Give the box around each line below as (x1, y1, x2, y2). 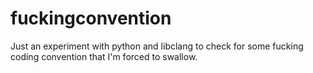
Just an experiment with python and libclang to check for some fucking (10, 40, 304, 52)
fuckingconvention (10, 7, 172, 30)
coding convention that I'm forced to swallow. (10, 50, 198, 62)
